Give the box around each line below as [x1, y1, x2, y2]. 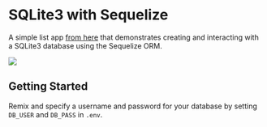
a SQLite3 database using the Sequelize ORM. [8, 40, 162, 50]
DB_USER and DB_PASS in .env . [8, 109, 103, 119]
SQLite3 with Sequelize [8, 6, 169, 24]
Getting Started [8, 79, 88, 94]
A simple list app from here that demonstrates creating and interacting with [8, 32, 260, 42]
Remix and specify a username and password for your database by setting [8, 101, 258, 111]
